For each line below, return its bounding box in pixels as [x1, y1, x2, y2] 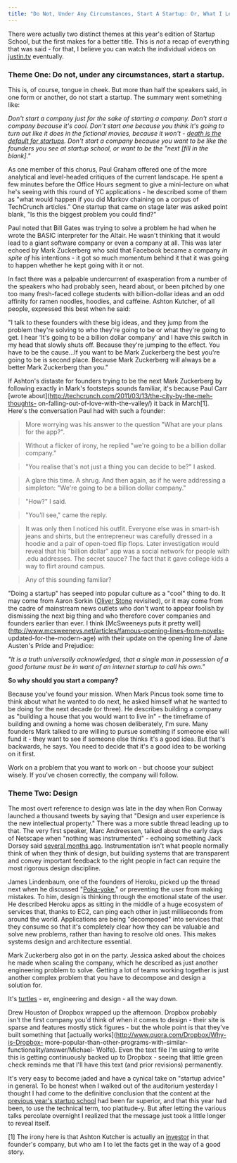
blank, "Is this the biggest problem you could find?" [8, 210, 157, 218]
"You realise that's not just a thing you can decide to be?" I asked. [25, 462, 217, 471]
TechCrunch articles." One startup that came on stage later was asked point [8, 202, 228, 211]
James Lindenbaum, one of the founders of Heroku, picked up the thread [8, 877, 220, 886]
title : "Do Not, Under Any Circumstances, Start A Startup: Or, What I [8, 10, 222, 18]
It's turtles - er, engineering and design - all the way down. [8, 995, 178, 1003]
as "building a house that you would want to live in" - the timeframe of [8, 712, 212, 720]
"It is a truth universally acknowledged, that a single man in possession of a [8, 655, 229, 663]
